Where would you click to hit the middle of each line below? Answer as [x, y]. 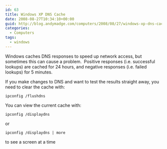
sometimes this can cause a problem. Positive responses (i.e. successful [80, 61]
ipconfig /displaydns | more [35, 133]
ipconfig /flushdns [25, 96]
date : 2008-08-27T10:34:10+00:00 [40, 19]
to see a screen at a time [30, 142]
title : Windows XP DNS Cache [35, 14]
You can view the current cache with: [43, 105]
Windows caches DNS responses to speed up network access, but [74, 56]
